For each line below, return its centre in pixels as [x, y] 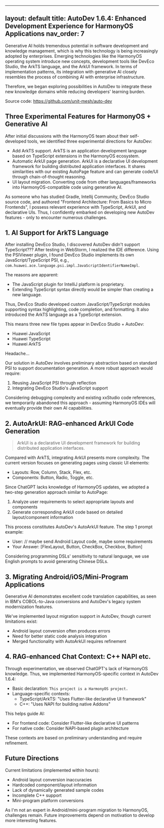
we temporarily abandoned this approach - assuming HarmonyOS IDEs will [80, 403]
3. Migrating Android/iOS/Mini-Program [67, 577]
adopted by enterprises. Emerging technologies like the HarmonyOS [74, 56]
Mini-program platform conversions [48, 800]
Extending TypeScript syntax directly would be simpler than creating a [83, 290]
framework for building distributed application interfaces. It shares [79, 166]
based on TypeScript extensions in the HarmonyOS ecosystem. [76, 156]
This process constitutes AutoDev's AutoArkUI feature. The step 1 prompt [79, 527]
